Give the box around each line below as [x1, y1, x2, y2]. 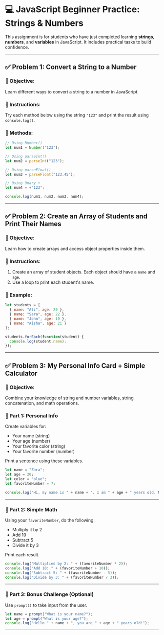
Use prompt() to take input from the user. [5, 602, 87, 608]
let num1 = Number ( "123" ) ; [5, 145, 60, 150]
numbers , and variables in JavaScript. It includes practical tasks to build [5, 39, 151, 45]
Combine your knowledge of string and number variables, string [5, 395, 134, 401]
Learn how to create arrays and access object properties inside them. [5, 246, 145, 251]
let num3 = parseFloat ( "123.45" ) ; [5, 172, 76, 177]
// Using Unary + [5, 181, 41, 186]
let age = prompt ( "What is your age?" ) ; [5, 616, 89, 621]
